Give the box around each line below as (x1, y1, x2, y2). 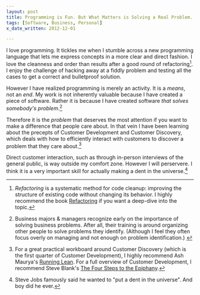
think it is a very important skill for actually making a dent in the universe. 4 (6, 167, 188, 174)
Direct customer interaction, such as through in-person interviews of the (6, 154, 184, 161)
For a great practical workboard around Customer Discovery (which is (14, 245, 186, 253)
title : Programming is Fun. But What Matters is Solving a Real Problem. (6, 14, 193, 20)
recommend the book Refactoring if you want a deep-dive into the (14, 197, 177, 204)
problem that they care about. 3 (6, 141, 82, 149)
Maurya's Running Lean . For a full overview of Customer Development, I (14, 258, 192, 265)
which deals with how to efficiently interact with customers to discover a (6, 135, 184, 142)
